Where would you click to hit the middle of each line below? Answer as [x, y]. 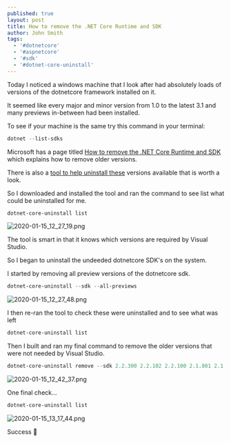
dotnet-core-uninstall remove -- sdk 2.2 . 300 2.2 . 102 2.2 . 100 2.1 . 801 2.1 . [117, 366]
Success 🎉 [22, 431]
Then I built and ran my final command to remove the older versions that [110, 346]
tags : [15, 39]
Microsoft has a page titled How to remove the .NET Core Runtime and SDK [114, 152]
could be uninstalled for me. [47, 200]
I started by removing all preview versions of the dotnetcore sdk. [99, 274]
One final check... [32, 393]
